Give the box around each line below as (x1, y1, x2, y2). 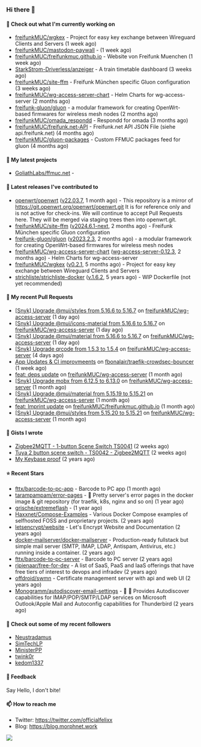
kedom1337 (14, 659, 44, 666)
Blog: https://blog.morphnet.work (14, 722, 98, 730)
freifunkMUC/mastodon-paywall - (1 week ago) (14, 46, 132, 54)
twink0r (14, 653, 34, 660)
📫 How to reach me (6, 701, 56, 708)
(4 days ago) (32, 351, 64, 358)
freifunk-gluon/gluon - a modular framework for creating (14, 104, 155, 111)
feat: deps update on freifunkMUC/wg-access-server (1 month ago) (14, 370, 183, 378)
